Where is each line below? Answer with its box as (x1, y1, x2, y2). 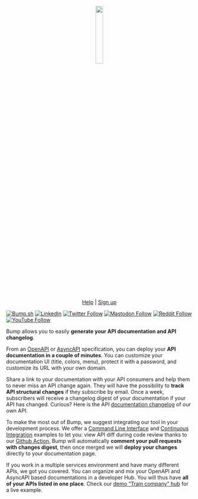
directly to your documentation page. (6, 450, 96, 457)
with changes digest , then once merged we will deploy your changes (6, 443, 177, 451)
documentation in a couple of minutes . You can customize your (6, 352, 163, 358)
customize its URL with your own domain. (6, 364, 107, 371)
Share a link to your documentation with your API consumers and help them (6, 376, 190, 383)
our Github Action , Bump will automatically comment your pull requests (6, 438, 182, 444)
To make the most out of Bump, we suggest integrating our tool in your (6, 419, 178, 425)
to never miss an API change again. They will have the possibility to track (6, 382, 184, 389)
